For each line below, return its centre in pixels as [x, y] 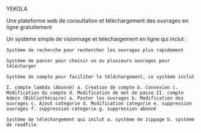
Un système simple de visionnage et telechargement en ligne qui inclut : [97, 39]
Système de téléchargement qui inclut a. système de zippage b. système [100, 120]
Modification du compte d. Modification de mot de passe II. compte [95, 93]
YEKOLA [17, 9]
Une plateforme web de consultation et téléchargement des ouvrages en [97, 20]
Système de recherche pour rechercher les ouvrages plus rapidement [95, 50]
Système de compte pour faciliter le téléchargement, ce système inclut [100, 77]
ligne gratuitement [29, 27]
